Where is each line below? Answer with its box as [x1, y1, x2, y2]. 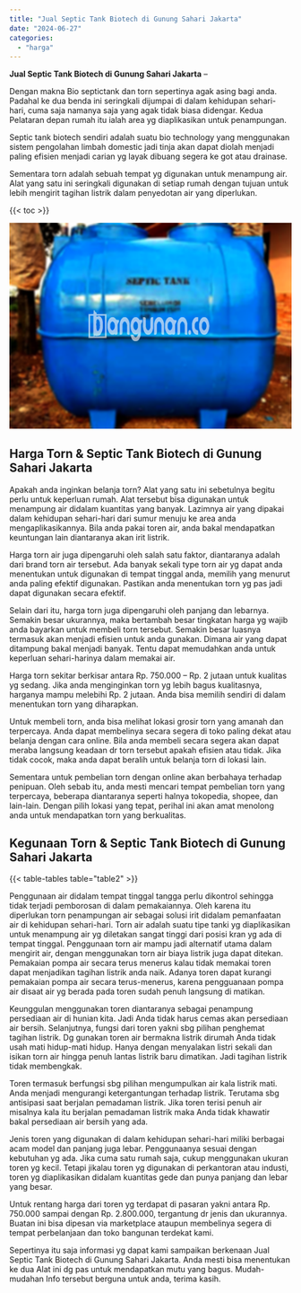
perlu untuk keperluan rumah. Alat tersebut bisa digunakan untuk [9, 494, 249, 505]
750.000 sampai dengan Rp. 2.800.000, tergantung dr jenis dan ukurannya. [9, 1209, 288, 1219]
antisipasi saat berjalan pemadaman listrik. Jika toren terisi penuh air [9, 1097, 262, 1108]
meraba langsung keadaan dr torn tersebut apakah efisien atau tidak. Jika [9, 744, 282, 755]
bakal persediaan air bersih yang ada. [9, 1116, 149, 1127]
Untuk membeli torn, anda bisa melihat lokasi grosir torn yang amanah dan [9, 716, 284, 726]
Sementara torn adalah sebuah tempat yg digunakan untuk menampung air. [9, 169, 288, 180]
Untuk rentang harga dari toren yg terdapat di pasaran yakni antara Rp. [9, 1199, 271, 1209]
